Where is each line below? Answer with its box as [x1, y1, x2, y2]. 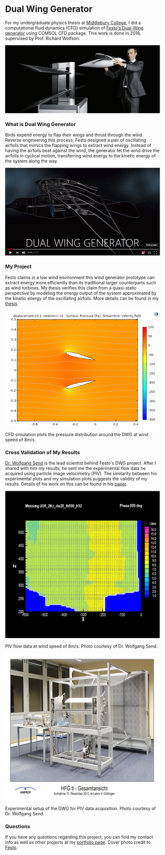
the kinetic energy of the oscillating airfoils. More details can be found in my [5, 295, 159, 301]
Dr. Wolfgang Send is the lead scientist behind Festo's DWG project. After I [5, 460, 156, 466]
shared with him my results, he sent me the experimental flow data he [5, 466, 146, 472]
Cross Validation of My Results [5, 449, 80, 456]
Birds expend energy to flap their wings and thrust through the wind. [5, 132, 143, 138]
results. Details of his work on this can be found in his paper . [5, 481, 128, 487]
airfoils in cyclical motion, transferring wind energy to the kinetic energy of [5, 153, 156, 159]
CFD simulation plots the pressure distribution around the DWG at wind [5, 431, 149, 437]
